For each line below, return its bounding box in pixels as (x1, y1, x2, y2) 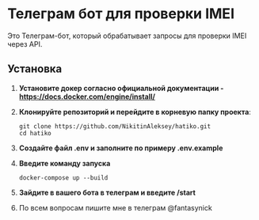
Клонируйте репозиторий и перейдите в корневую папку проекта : (18, 107, 251, 116)
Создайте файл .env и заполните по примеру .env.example (18, 143, 223, 153)
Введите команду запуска (18, 158, 111, 168)
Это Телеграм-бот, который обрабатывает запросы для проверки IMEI (7, 31, 247, 40)
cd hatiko (18, 129, 52, 137)
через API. (7, 39, 43, 48)
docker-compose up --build (18, 173, 109, 182)
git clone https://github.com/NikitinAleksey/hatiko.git (18, 122, 211, 131)
